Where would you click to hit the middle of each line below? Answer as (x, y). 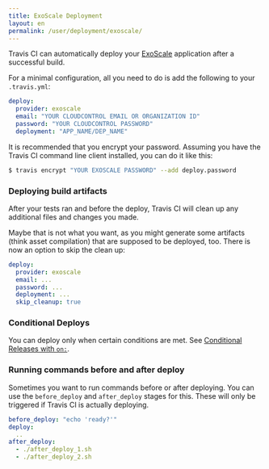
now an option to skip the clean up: (67, 249)
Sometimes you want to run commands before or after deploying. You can (131, 387)
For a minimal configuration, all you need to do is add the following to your (132, 78)
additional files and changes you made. (74, 217)
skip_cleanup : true (48, 302)
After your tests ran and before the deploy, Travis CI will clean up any (124, 208)
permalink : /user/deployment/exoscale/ (76, 31)
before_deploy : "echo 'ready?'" (63, 419)
